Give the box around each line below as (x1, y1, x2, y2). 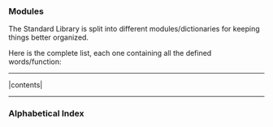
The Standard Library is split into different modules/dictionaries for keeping (8, 24, 260, 34)
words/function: (8, 57, 63, 66)
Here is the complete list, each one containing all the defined (8, 49, 212, 58)
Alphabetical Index (8, 108, 84, 119)
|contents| (8, 80, 43, 90)
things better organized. (8, 32, 89, 42)
